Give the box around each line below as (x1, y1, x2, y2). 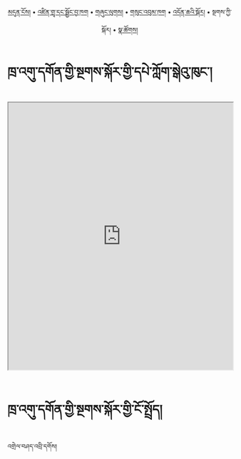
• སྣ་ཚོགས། (113, 26, 138, 33)
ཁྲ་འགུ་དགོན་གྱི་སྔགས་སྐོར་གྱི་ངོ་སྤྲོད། (7, 401, 163, 418)
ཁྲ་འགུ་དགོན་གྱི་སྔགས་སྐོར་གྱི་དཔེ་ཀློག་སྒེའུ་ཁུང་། (7, 64, 212, 80)
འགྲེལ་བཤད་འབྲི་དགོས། (7, 442, 58, 450)
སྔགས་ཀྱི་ (212, 8, 232, 16)
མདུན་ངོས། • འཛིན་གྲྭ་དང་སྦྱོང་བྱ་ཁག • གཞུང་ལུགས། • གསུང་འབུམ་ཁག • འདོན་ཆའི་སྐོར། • (8, 8, 211, 16)
